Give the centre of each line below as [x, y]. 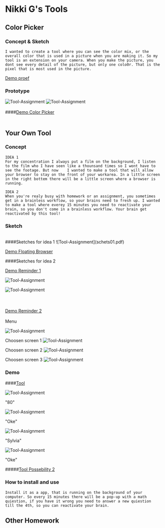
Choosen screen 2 [24, 350]
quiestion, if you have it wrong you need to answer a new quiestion [78, 501]
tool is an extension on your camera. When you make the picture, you [79, 60]
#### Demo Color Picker [30, 112]
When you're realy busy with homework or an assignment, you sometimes [80, 196]
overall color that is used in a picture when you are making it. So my [82, 56]
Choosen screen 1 [23, 341]
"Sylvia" [13, 440]
